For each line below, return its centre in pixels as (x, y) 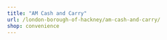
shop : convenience (33, 26)
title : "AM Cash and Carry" (47, 13)
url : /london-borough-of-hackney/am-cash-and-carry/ (84, 20)
